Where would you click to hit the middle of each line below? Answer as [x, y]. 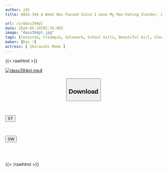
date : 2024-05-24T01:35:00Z [34, 28]
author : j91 [17, 10]
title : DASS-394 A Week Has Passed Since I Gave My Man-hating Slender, [82, 14]
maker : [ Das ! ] [21, 42]
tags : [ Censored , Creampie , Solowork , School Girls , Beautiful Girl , [79, 37]
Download [83, 91]
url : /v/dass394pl [24, 23]
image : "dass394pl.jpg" [30, 33]
